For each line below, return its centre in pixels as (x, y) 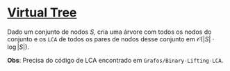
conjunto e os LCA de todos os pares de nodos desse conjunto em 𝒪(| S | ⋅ (111, 39)
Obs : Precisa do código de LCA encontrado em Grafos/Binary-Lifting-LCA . (115, 60)
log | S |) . (18, 47)
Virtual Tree (42, 13)
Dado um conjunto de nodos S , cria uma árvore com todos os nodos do (109, 32)
